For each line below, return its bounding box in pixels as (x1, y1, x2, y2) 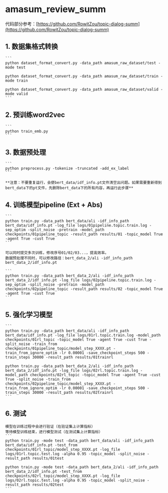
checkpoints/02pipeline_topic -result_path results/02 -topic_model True (5, 287, 163, 292)
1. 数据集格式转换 (5, 42, 58, 51)
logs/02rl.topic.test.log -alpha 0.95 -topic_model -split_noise (5, 477, 145, 483)
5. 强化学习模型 (5, 310, 53, 319)
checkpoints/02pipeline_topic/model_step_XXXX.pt (5, 381, 112, 386)
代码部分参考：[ (5, 21, 38, 27)
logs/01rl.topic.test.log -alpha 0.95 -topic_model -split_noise (5, 451, 145, 456)
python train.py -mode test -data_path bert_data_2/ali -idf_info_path (5, 464, 158, 469)
